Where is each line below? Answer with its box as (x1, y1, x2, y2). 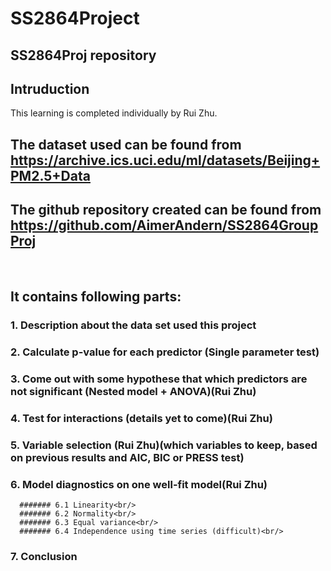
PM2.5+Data (10, 167, 91, 184)
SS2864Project (10, 7, 140, 30)
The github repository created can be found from (10, 202, 322, 219)
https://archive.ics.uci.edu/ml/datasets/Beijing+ (10, 152, 321, 169)
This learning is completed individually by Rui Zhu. (10, 107, 218, 119)
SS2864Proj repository (10, 47, 157, 64)
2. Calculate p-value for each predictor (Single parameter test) (10, 345, 320, 359)
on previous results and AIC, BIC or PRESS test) (10, 450, 245, 464)
